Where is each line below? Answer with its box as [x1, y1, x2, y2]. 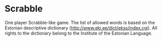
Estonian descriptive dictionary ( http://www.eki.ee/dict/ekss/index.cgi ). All [4, 24, 158, 30]
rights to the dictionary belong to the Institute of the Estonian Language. [4, 30, 153, 36]
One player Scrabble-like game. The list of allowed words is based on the [4, 19, 155, 25]
